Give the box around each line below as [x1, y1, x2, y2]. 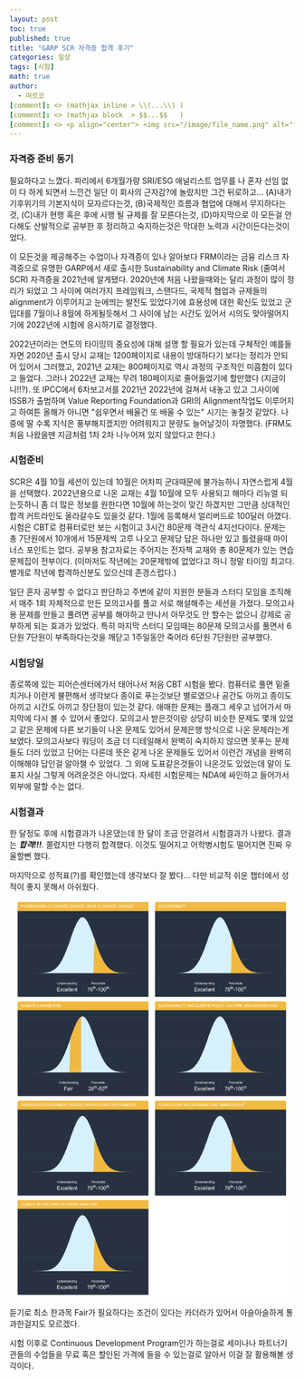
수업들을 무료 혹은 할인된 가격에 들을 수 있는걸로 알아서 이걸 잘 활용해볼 [33, 1349, 285, 1360]
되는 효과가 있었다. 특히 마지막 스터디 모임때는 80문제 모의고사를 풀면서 [33, 620, 285, 631]
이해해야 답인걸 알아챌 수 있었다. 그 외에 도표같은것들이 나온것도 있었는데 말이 [9, 758, 282, 769]
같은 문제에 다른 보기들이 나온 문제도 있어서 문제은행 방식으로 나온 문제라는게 [18, 724, 290, 735]
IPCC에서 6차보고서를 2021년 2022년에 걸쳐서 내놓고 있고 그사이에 [42, 384, 280, 395]
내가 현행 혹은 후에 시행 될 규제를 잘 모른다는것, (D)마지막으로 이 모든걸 [33, 209, 283, 220]
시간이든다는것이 [231, 220, 290, 231]
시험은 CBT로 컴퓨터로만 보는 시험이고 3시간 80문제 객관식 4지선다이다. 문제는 [9, 522, 287, 533]
